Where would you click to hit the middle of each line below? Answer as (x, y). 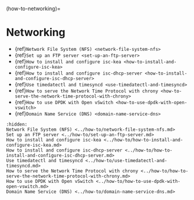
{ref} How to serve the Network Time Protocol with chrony (86, 91)
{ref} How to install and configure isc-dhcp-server (78, 73)
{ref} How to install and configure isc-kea (68, 61)
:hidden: (17, 124)
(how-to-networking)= (33, 9)
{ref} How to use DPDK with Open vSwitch (64, 102)
